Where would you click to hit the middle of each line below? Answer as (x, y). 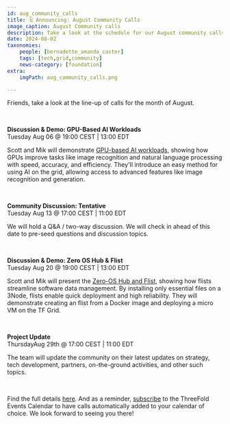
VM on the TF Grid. (34, 311)
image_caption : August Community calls (64, 26)
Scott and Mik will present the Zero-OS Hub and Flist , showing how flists (110, 281)
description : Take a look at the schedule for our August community (107, 33)
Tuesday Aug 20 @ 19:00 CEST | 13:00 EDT (68, 268)
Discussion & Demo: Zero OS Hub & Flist (65, 260)
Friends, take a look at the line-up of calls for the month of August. (101, 103)
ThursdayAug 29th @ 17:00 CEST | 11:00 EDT (71, 344)
